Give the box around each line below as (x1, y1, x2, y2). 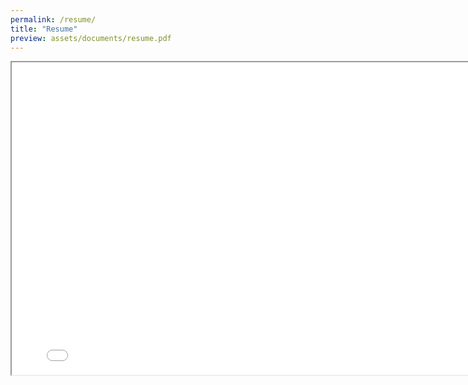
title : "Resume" (10, 24, 78, 34)
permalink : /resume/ (10, 14, 97, 25)
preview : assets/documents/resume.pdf (10, 33, 172, 43)
